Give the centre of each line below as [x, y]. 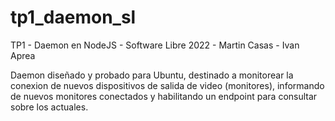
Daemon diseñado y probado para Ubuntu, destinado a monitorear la [152, 75]
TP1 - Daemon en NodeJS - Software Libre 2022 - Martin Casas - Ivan [155, 45]
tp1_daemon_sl [73, 17]
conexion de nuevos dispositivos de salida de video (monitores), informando [167, 85]
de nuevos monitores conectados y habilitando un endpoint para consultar [164, 96]
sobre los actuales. [49, 107]
